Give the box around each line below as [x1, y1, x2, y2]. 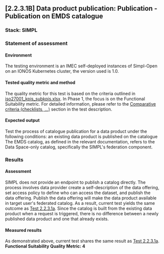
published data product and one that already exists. [5, 216, 109, 222]
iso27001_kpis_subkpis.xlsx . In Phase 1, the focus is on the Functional [5, 96, 145, 102]
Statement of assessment [5, 40, 68, 47]
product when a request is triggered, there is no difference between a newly [5, 210, 159, 216]
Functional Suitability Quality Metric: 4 [5, 243, 86, 249]
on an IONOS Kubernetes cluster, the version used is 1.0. [5, 68, 119, 74]
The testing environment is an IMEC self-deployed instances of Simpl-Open [5, 63, 158, 69]
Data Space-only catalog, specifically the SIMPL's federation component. [5, 144, 153, 150]
